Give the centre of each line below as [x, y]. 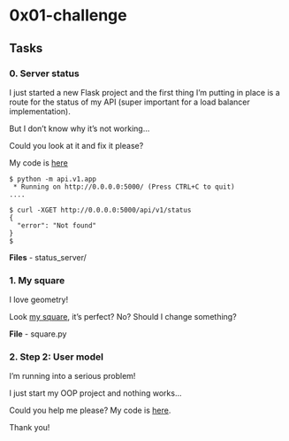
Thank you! [30, 428]
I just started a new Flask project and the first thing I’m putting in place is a [144, 92]
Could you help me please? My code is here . [90, 410]
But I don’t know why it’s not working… [80, 128]
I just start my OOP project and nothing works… [96, 393]
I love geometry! [39, 300]
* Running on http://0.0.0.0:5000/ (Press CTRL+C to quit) [124, 187]
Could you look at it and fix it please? [76, 145]
